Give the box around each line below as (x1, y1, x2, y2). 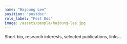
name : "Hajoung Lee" (4, 7, 47, 12)
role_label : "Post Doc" (4, 16, 53, 21)
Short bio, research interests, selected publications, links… (4, 34, 123, 40)
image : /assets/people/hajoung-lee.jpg (4, 20, 86, 26)
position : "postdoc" (4, 12, 47, 16)
